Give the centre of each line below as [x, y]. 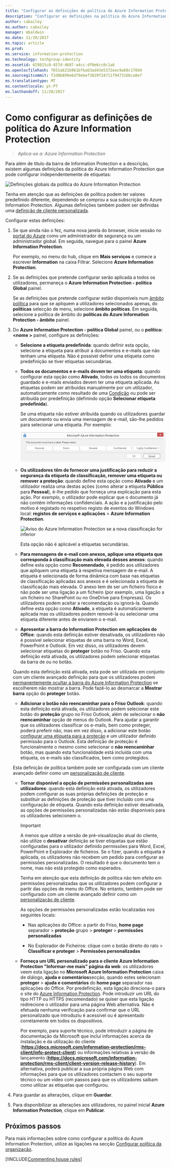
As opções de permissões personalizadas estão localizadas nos [88, 909]
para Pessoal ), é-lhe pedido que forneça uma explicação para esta [91, 491]
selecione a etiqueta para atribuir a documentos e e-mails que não [90, 350]
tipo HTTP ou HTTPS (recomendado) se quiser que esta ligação [87, 999]
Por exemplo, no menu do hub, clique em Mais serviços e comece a [84, 256]
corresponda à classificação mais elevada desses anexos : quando [92, 559]
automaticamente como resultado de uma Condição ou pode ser [88, 393]
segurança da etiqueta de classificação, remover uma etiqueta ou [91, 475]
